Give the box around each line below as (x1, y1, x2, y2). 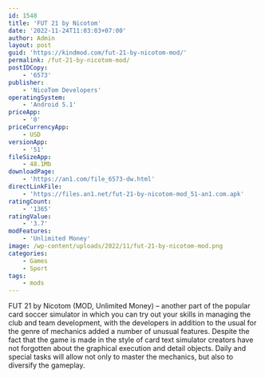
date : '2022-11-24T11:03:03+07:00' (8, 26, 127, 34)
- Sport (22, 265, 48, 273)
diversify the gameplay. (8, 360, 85, 370)
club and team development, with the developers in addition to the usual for (8, 318, 257, 328)
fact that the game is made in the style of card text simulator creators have (8, 335, 254, 344)
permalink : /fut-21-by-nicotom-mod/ (8, 57, 130, 65)
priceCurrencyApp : (8, 123, 69, 131)
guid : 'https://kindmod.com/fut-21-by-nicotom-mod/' (8, 49, 188, 57)
